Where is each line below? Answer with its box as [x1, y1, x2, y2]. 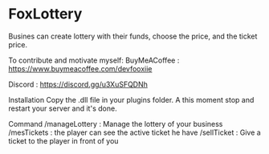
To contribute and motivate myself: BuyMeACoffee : [8, 55, 180, 65]
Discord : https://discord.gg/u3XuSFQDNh [8, 79, 149, 89]
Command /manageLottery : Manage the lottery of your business [8, 119, 223, 128]
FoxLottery [8, 5, 83, 23]
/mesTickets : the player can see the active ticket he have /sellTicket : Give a [8, 128, 261, 137]
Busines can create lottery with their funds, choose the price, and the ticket [8, 31, 258, 41]
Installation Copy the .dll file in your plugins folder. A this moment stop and [8, 95, 255, 104]
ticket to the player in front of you [8, 136, 119, 145]
